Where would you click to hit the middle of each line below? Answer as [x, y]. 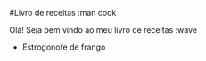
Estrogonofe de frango [64, 47]
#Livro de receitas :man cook [63, 13]
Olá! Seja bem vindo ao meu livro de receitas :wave [103, 30]
